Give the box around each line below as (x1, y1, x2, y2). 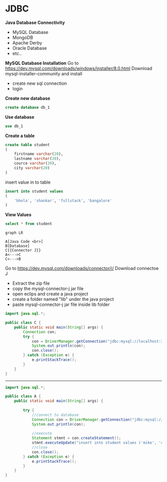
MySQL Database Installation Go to (5, 60, 79, 66)
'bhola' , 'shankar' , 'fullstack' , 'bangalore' (14, 198, 112, 203)
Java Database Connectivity (5, 19, 65, 25)
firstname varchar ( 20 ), (14, 152, 64, 157)
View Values (5, 212, 32, 218)
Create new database (5, 95, 51, 101)
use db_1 (5, 123, 23, 129)
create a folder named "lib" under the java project (12, 296, 114, 302)
